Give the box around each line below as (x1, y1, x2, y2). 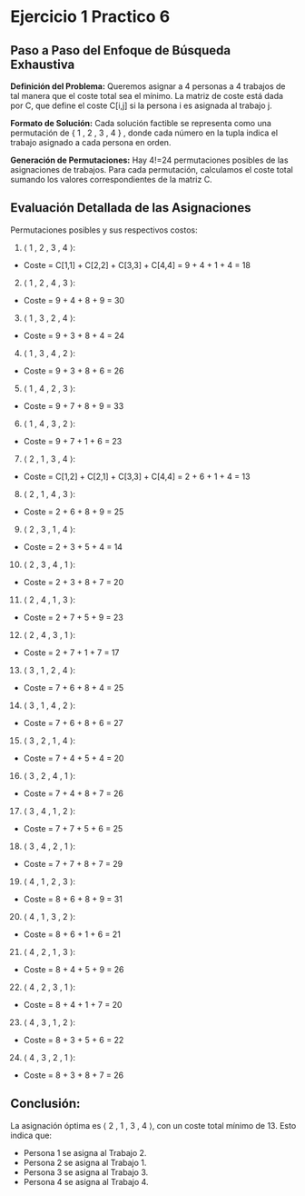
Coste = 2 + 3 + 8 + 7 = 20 (23, 576, 124, 587)
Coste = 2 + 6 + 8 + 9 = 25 (23, 506, 124, 517)
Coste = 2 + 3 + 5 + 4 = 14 (23, 541, 123, 552)
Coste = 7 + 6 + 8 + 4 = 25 (23, 682, 124, 693)
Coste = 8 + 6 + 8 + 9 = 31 (23, 893, 123, 904)
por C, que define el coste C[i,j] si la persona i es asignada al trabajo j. (10, 100, 272, 111)
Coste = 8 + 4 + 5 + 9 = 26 (23, 963, 125, 974)
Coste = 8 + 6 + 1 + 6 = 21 (23, 929, 122, 940)
